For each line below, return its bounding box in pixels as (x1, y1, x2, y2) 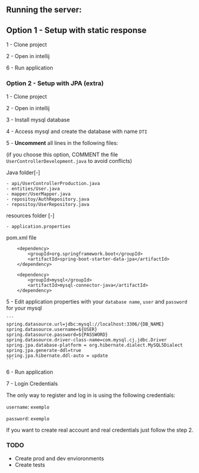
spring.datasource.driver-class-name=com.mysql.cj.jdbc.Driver (6, 336, 167, 343)
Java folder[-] (6, 169, 41, 176)
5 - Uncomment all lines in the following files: (6, 139, 118, 146)
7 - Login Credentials (6, 380, 58, 387)
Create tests (14, 461, 45, 468)
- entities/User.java (6, 186, 60, 192)
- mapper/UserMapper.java (6, 191, 71, 197)
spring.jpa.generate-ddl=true (6, 347, 82, 353)
